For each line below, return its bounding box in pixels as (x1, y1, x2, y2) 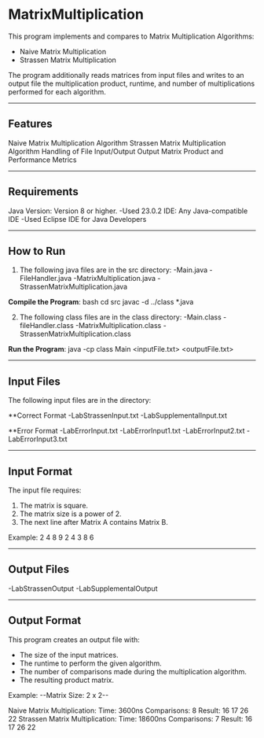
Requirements (8, 185, 79, 198)
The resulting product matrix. (19, 675, 114, 684)
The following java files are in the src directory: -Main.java (19, 265, 208, 275)
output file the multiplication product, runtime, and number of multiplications (8, 79, 255, 88)
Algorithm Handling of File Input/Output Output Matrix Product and (8, 146, 224, 156)
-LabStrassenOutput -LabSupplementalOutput (8, 584, 158, 593)
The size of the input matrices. (19, 650, 119, 659)
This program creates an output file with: (8, 635, 140, 644)
